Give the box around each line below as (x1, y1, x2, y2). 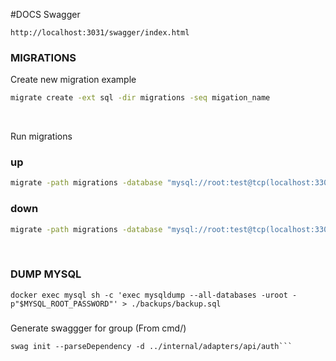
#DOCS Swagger (10, 9, 81, 20)
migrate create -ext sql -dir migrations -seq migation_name (10, 93, 271, 103)
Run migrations (10, 130, 73, 143)
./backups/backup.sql (131, 299, 222, 309)
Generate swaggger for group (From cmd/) (10, 322, 187, 334)
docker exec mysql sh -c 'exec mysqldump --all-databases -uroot (10, 290, 288, 300)
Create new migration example (10, 74, 137, 86)
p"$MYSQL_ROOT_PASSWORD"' (10, 299, 118, 309)
